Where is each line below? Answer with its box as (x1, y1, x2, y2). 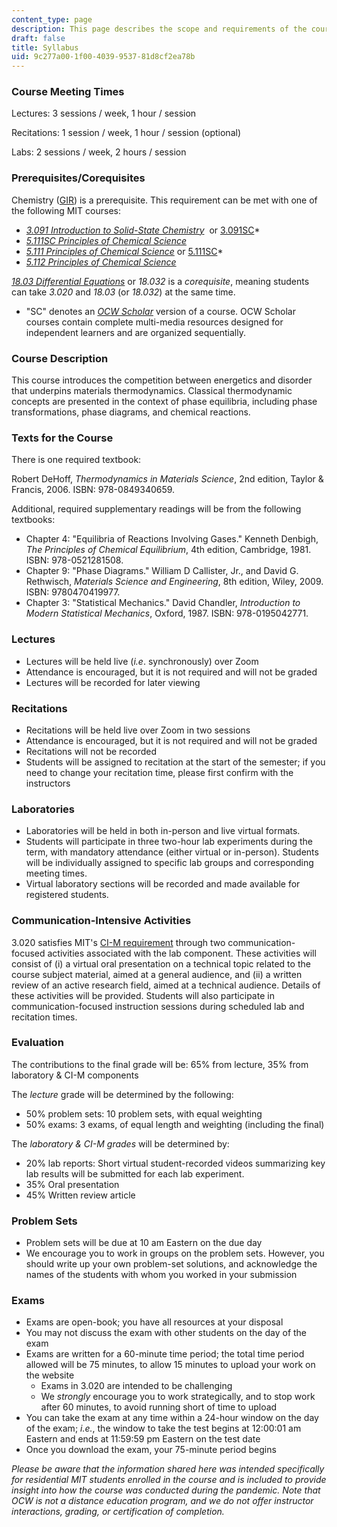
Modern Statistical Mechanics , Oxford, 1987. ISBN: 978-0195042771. (25, 607, 309, 620)
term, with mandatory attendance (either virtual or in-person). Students (25, 846, 319, 858)
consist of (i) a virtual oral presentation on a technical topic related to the (11, 957, 311, 970)
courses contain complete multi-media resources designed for (25, 316, 284, 328)
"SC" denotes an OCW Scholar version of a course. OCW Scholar (25, 305, 296, 317)
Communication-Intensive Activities (11, 914, 192, 928)
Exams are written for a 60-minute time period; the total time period (25, 1348, 305, 1360)
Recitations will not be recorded (25, 745, 157, 757)
